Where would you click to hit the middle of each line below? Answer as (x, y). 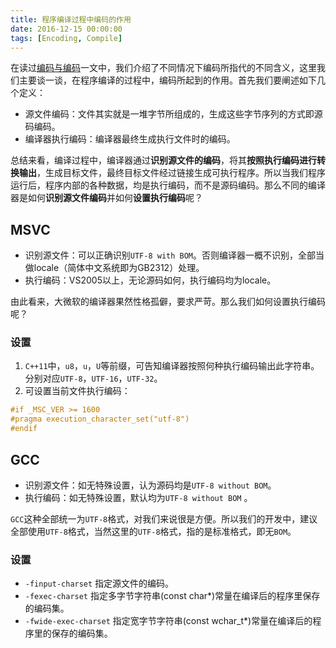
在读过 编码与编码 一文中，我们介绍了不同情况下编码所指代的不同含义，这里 (163, 68)
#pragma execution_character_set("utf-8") (100, 419)
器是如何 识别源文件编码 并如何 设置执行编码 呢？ (106, 198)
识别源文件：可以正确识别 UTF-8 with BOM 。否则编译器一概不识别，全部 (170, 255)
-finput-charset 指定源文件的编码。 (99, 583)
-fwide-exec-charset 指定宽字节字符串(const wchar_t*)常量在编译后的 (168, 621)
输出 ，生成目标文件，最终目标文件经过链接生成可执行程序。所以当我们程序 (172, 173)
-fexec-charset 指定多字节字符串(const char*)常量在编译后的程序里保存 (172, 596)
